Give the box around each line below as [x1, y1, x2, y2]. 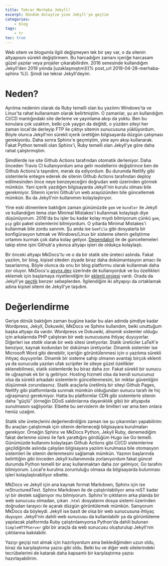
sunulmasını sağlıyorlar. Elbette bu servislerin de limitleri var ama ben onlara [5, 403, 162, 409]
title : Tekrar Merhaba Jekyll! [5, 7, 71, 13]
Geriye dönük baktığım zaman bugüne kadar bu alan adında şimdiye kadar [5, 318, 159, 324]
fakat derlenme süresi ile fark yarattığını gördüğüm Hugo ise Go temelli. [5, 434, 153, 440]
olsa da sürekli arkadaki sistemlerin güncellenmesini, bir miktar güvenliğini [5, 376, 158, 383]
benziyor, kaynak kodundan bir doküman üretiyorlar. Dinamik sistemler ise [5, 344, 158, 350]
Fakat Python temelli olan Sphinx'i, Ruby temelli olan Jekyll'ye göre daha [5, 142, 154, 148]
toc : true [5, 36, 26, 41]
